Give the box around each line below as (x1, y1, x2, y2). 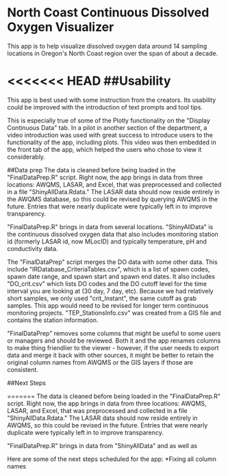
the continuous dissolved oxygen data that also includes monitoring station (7, 230, 219, 238)
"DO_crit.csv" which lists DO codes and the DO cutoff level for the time (7, 279, 207, 288)
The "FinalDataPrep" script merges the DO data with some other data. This (7, 258, 218, 266)
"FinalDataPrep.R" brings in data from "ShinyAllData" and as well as (7, 441, 197, 449)
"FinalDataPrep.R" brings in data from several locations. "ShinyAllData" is (7, 222, 214, 230)
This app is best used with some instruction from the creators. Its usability (7, 96, 216, 104)
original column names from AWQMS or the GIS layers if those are (7, 358, 194, 367)
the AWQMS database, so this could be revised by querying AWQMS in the (7, 195, 218, 203)
